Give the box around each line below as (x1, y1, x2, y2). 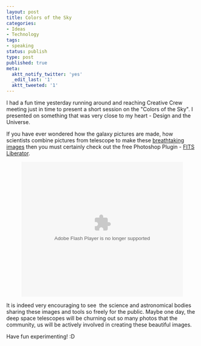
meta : (6, 65, 20, 72)
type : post (6, 54, 34, 60)
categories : (6, 20, 36, 26)
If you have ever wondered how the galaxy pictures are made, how (6, 130, 173, 137)
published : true (6, 60, 47, 66)
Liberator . (6, 150, 30, 157)
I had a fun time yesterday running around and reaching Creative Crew (6, 99, 183, 106)
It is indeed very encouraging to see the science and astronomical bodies (6, 302, 191, 309)
